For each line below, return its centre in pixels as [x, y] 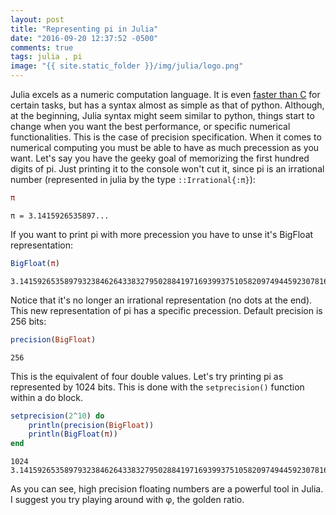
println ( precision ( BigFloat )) [91, 425]
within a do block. [47, 397]
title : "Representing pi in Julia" [84, 29]
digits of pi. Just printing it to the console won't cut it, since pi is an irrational [167, 169]
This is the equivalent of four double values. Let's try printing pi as [147, 376]
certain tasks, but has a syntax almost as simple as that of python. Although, [167, 105]
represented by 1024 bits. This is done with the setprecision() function [157, 387]
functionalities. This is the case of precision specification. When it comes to [166, 137]
